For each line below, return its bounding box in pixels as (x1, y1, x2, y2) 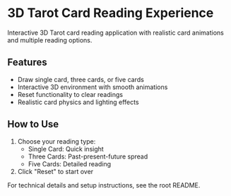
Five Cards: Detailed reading (28, 159, 112, 168)
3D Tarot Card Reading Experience (7, 5, 214, 21)
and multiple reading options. (7, 35, 93, 44)
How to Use (7, 118, 59, 130)
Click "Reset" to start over (17, 167, 94, 175)
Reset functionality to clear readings (17, 90, 124, 98)
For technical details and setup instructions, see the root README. (7, 180, 201, 189)
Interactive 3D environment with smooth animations (17, 83, 168, 91)
